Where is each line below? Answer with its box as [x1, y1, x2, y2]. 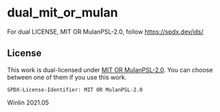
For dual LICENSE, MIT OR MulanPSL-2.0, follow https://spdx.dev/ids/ [7, 27, 204, 36]
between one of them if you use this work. [7, 73, 127, 81]
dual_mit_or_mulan [7, 5, 118, 21]
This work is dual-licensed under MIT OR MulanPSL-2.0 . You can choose [7, 65, 213, 74]
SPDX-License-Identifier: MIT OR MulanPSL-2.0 [7, 86, 143, 93]
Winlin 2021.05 [7, 98, 49, 107]
